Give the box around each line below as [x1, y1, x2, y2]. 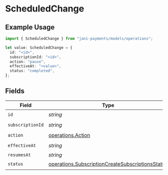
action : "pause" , [9, 59, 46, 64]
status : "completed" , [9, 68, 55, 73]
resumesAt [7, 152, 31, 157]
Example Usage [5, 23, 55, 31]
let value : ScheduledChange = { [5, 45, 72, 50]
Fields [5, 87, 25, 95]
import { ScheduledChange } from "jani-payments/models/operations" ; [5, 36, 153, 41]
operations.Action [48, 132, 90, 139]
